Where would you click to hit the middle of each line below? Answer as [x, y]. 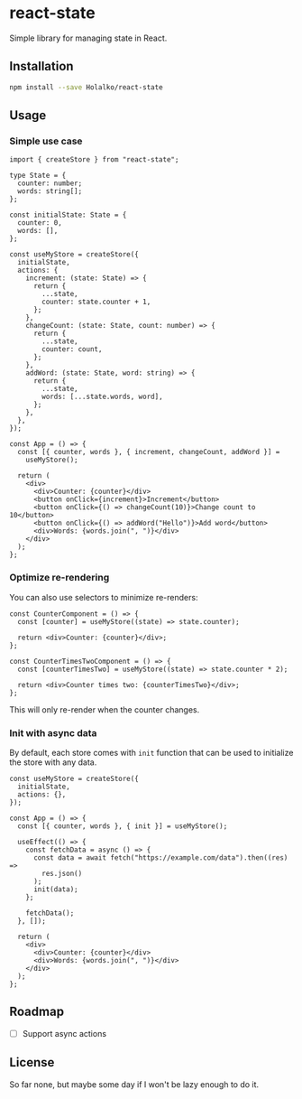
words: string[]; [50, 191]
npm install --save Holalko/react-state [87, 87]
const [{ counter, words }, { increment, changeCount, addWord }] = [149, 452]
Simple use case [46, 141]
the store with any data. [53, 762]
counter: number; [50, 183]
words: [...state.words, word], [103, 397]
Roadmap [37, 1012]
